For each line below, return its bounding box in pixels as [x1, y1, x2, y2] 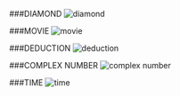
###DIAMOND [9, 9, 62, 19]
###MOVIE [9, 26, 50, 36]
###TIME [9, 77, 44, 88]
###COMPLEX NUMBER [9, 60, 99, 70]
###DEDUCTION [9, 43, 71, 53]
